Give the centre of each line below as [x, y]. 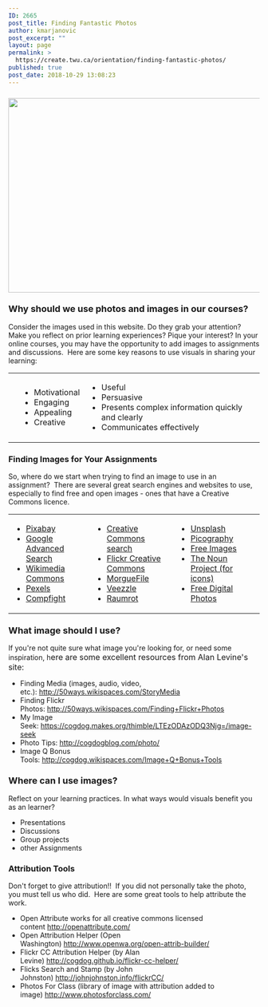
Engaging [52, 402]
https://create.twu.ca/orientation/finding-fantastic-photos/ [121, 61]
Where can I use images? [63, 781]
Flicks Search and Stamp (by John [76, 969]
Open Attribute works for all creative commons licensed [111, 918]
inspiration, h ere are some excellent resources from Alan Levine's [128, 658]
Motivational [57, 392]
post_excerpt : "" [37, 38]
